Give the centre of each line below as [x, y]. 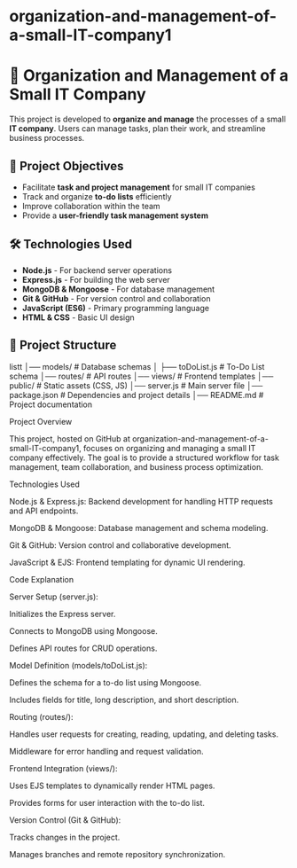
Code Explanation [41, 579]
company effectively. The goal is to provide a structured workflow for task [144, 457]
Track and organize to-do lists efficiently [97, 196]
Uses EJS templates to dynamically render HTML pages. [112, 786]
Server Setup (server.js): [54, 597]
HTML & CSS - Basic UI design [78, 317]
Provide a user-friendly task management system [115, 215]
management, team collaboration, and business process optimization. [136, 466]
